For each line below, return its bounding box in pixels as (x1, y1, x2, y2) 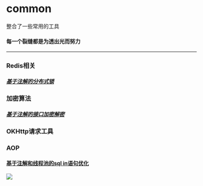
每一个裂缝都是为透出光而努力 (6, 37, 80, 45)
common (6, 2, 52, 16)
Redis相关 (6, 62, 36, 70)
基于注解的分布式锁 (6, 77, 54, 85)
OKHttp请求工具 (6, 127, 54, 135)
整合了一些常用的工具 (6, 22, 59, 30)
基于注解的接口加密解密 (6, 111, 65, 118)
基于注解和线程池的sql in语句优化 (6, 159, 89, 167)
